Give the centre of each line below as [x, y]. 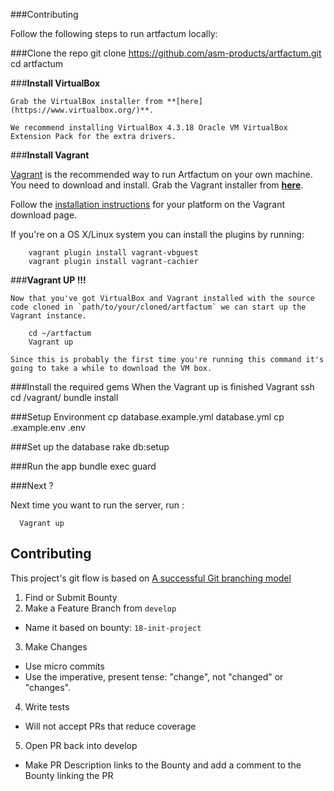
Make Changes [56, 646]
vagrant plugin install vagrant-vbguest [113, 253]
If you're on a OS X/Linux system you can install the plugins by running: [157, 234]
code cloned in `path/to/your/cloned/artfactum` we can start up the [158, 307]
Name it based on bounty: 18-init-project [113, 627]
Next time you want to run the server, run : [97, 505]
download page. [44, 215]
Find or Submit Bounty [71, 597]
